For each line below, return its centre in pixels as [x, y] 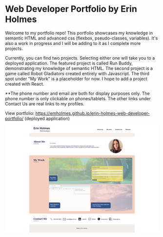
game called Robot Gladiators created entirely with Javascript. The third [77, 73]
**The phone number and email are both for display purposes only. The [77, 93]
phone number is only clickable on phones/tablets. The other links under [78, 98]
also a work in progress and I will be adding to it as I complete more [73, 43]
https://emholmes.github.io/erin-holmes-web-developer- [93, 113]
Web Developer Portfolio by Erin [71, 9]
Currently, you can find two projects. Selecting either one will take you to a [80, 58]
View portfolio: [20, 113]
